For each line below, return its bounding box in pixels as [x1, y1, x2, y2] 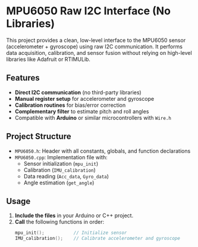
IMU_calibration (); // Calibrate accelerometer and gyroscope [14, 236, 180, 242]
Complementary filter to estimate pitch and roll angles [14, 107, 149, 115]
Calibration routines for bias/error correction [14, 101, 126, 109]
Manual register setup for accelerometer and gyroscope [14, 95, 155, 102]
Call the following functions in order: [14, 218, 105, 226]
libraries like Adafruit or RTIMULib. [6, 55, 91, 63]
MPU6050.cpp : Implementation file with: [14, 153, 108, 160]
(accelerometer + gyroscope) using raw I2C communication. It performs [6, 43, 183, 50]
